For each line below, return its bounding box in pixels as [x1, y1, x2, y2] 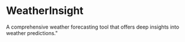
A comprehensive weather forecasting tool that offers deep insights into [6, 23, 180, 30]
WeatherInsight [6, 4, 84, 17]
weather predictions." [6, 29, 58, 36]
